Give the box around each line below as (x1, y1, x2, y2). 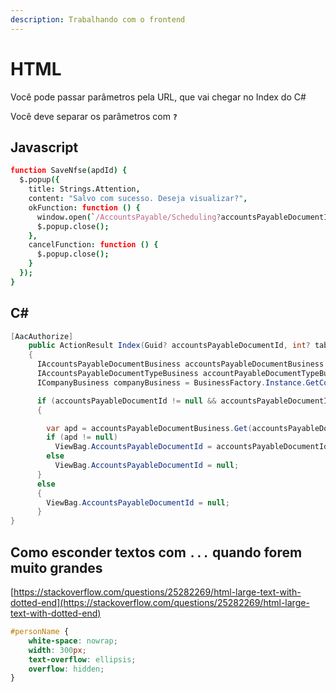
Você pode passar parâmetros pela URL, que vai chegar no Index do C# (10, 91, 307, 103)
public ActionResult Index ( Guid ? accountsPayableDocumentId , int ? (28, 341, 311, 351)
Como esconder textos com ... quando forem (10, 544, 303, 561)
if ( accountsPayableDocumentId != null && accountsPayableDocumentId (36, 396, 333, 406)
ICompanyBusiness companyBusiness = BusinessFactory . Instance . (36, 377, 307, 388)
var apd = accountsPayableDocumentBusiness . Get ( (46, 423, 253, 433)
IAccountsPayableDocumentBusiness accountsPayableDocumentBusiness (36, 359, 325, 370)
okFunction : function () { (28, 202, 141, 213)
